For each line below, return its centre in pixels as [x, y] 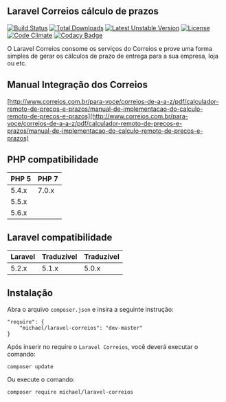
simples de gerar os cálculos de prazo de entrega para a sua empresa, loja [113, 56]
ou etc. [17, 63]
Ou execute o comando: [41, 380]
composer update [30, 367]
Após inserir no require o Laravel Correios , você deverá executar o [103, 347]
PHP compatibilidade [53, 160]
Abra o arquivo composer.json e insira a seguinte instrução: [90, 310]
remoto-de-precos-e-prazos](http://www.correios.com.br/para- [98, 116]
